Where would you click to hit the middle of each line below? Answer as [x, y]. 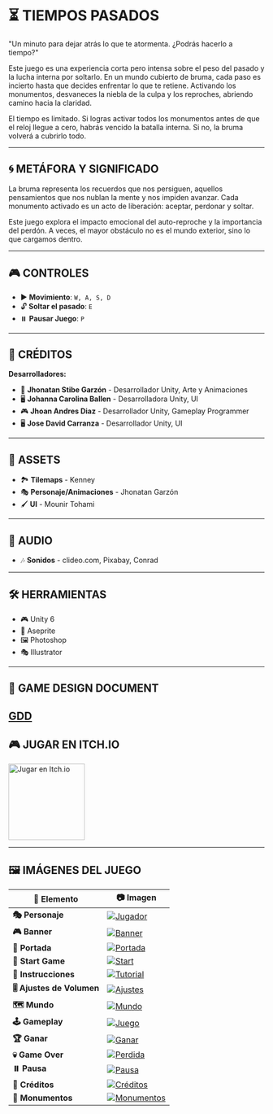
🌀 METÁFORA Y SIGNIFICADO [84, 169]
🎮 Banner [32, 932]
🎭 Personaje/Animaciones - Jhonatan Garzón [99, 492]
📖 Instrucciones [43, 975]
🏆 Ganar [30, 1038]
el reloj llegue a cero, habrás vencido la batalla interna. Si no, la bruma [126, 127]
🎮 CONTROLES [49, 273]
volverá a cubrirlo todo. [48, 136]
